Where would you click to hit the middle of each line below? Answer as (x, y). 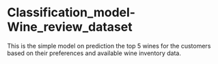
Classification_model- (71, 13)
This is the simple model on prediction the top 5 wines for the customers (109, 46)
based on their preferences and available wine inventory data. (94, 53)
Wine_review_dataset (70, 27)
